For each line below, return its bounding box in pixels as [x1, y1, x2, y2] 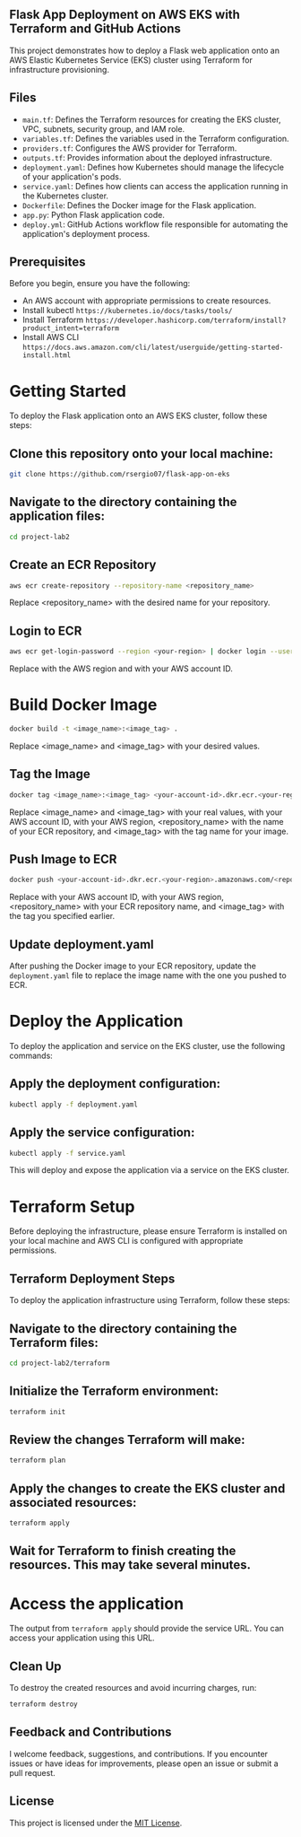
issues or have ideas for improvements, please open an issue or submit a [9, 1758, 279, 1769]
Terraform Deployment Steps [9, 1271, 176, 1286]
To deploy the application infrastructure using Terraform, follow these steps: [9, 1295, 291, 1306]
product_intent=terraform [21, 324, 119, 333]
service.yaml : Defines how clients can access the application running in [21, 180, 288, 191]
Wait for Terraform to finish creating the [9, 1544, 236, 1559]
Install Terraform [21, 314, 84, 326]
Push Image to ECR [9, 852, 117, 867]
